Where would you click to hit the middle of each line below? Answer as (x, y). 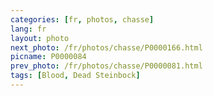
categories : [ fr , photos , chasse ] (82, 19)
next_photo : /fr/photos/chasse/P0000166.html (106, 47)
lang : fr (28, 29)
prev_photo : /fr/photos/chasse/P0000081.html (106, 66)
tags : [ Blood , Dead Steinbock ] (75, 76)
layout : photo (40, 38)
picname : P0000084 (48, 57)
